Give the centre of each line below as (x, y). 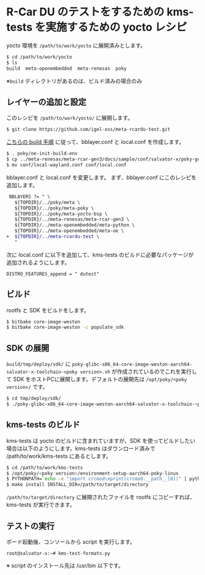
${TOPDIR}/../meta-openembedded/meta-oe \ (69, 231)
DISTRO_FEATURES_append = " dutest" (53, 274)
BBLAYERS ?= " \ (30, 197)
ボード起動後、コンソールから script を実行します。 (71, 542)
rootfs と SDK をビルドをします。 (48, 310)
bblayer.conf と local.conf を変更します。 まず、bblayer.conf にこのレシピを (102, 177)
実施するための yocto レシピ (116, 27)
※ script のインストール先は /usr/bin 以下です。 (65, 566)
